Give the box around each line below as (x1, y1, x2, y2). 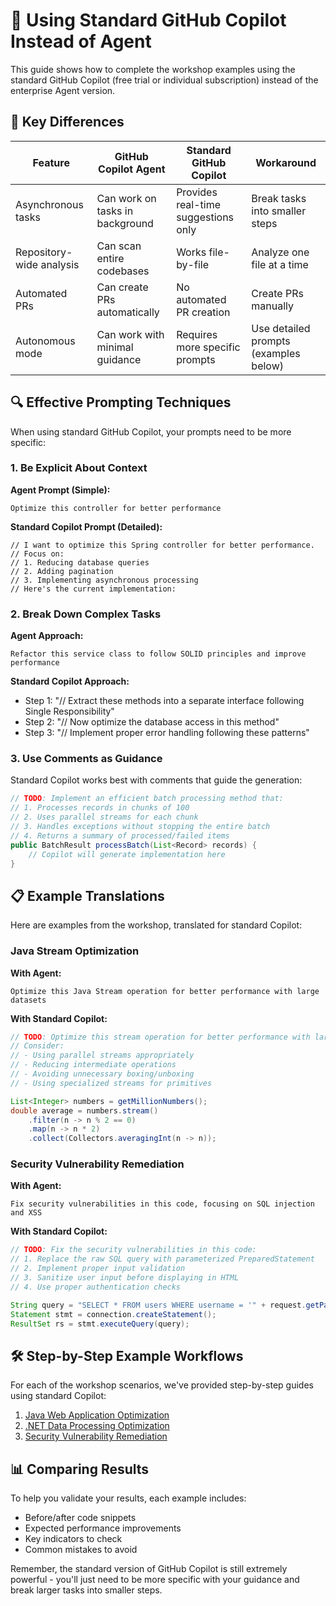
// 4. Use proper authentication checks (10, 1282, 182, 1292)
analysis (40, 257, 80, 271)
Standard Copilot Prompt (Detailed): (10, 520, 163, 533)
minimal (96, 340, 134, 354)
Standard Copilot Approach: (10, 675, 130, 688)
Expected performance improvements (24, 1522, 182, 1534)
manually (251, 299, 295, 313)
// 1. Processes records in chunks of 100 (10, 803, 190, 813)
